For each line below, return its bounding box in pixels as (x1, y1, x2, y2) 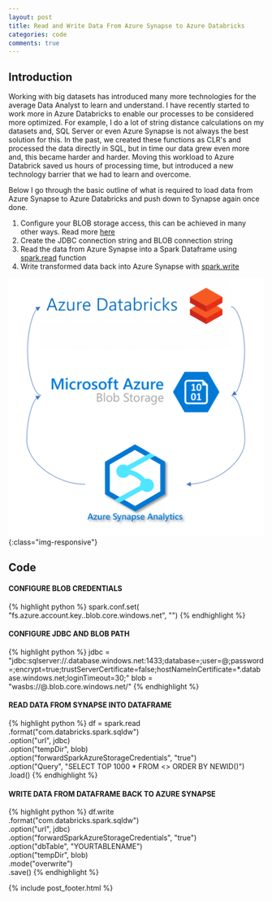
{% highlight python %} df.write (8, 807, 114, 817)
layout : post (8, 13, 53, 21)
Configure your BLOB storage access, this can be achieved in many (19, 218, 246, 228)
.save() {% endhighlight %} (8, 868, 100, 877)
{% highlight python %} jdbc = (8, 647, 110, 657)
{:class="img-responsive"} (8, 537, 98, 547)
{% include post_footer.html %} (8, 883, 114, 893)
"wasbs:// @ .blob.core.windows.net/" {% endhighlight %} (8, 681, 200, 691)
